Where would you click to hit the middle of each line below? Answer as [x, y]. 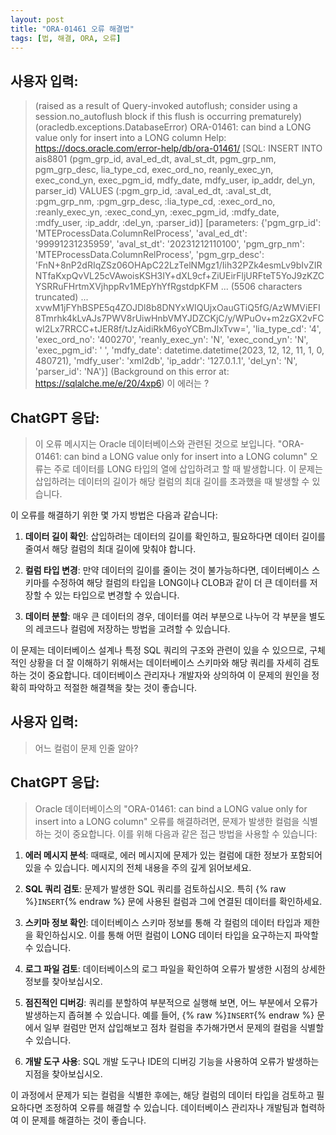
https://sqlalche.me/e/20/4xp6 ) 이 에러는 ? [122, 383]
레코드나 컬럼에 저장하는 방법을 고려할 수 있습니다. [133, 629]
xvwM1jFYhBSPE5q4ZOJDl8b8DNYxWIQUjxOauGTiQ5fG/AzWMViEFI [177, 308]
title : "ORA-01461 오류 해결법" [72, 29]
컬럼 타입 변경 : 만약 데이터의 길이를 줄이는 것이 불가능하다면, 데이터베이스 [167, 570]
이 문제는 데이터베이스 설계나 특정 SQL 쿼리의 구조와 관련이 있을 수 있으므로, [159, 650]
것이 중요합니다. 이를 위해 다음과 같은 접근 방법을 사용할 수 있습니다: [185, 833]
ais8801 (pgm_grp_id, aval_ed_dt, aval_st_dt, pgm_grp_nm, [155, 159]
